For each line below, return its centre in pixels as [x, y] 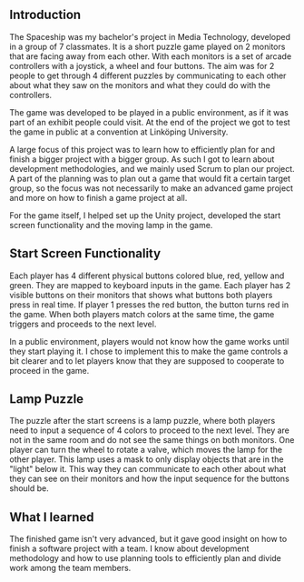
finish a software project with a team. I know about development [129, 548]
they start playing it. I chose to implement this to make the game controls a [149, 351]
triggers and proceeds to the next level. [83, 324]
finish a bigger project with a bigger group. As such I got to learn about [142, 159]
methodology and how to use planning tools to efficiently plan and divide [145, 558]
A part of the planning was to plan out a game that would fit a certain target [150, 178]
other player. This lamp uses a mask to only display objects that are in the [147, 459]
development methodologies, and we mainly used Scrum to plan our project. [152, 168]
